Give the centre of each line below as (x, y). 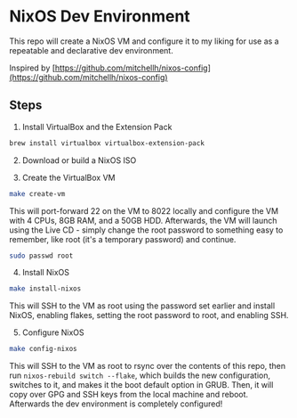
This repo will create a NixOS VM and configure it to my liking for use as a (144, 41)
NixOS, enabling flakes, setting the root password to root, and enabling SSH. (149, 316)
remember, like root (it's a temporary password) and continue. (123, 239)
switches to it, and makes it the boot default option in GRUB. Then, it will (141, 385)
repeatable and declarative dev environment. (91, 50)
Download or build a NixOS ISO (79, 160)
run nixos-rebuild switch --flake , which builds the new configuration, (140, 375)
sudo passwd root (41, 256)
